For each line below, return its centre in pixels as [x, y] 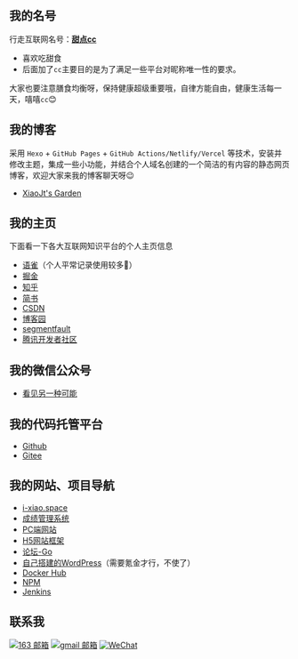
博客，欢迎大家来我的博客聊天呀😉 [72, 175]
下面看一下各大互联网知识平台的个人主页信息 [91, 246]
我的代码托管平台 [56, 424]
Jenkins [36, 591]
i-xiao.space [45, 507]
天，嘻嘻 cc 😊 [33, 99]
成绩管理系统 [45, 518]
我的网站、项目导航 [62, 486]
